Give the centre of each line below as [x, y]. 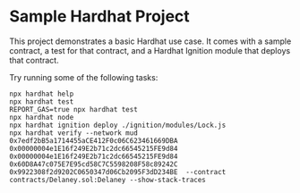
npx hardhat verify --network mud [74, 133]
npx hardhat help [42, 94]
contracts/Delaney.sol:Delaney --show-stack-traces [107, 180]
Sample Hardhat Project [99, 17]
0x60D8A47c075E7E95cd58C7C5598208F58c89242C [94, 164]
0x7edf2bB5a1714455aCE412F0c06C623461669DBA [94, 140]
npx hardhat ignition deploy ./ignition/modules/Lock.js [118, 125]
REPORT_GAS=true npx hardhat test [74, 109]
